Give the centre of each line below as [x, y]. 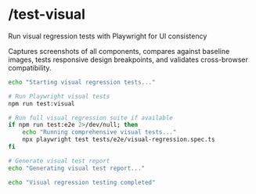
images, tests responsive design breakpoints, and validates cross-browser [128, 59]
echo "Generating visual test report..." [77, 168]
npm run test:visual [42, 103]
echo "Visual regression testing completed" [82, 182]
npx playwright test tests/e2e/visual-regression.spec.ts [119, 140]
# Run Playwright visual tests [59, 96]
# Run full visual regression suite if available [91, 118]
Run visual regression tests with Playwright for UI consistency [108, 36]
